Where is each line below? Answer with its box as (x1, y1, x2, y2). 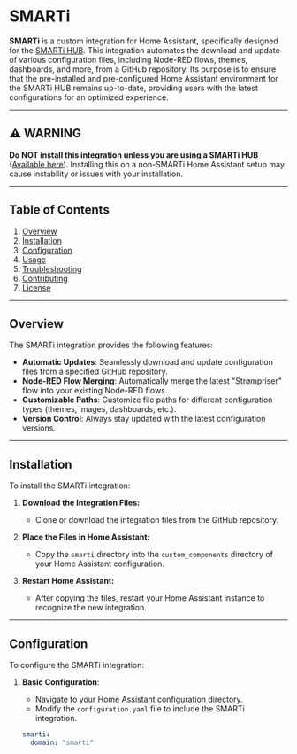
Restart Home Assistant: (21, 576, 115, 587)
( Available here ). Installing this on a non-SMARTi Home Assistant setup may (9, 159, 286, 169)
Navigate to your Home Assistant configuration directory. (34, 694, 243, 704)
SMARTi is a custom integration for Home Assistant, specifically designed (9, 35, 278, 46)
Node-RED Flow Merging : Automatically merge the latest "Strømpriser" (21, 376, 283, 386)
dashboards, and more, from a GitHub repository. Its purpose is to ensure (9, 64, 277, 74)
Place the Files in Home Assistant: (21, 532, 150, 542)
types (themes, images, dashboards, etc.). (21, 404, 177, 415)
